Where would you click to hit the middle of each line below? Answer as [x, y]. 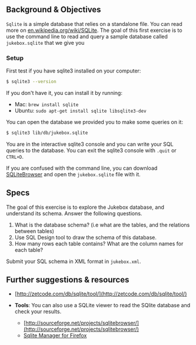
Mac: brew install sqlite [46, 104]
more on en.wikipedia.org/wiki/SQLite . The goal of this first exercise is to [94, 30]
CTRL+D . [15, 156]
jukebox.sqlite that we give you [45, 42]
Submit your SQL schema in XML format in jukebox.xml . [74, 261]
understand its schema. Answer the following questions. [74, 213]
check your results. [38, 311]
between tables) [34, 231]
